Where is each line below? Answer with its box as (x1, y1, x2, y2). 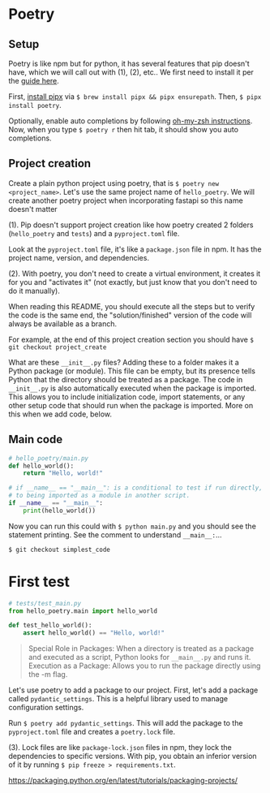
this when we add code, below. (8, 409, 112, 419)
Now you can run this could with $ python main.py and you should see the (8, 521, 257, 531)
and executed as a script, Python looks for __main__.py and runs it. (28, 653, 251, 662)
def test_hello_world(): (8, 622, 92, 630)
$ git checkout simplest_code (8, 545, 111, 554)
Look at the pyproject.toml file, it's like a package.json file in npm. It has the (8, 244, 262, 254)
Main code (8, 433, 63, 446)
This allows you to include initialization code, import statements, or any (8, 391, 246, 402)
